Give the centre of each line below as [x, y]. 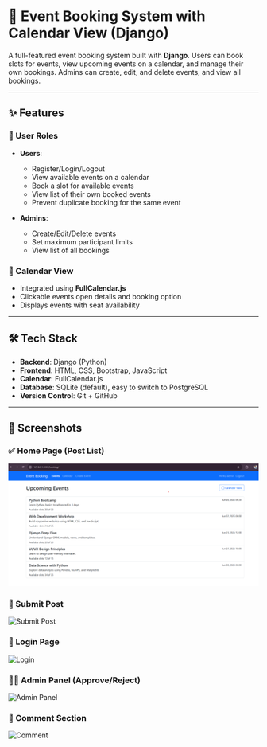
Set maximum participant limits [82, 241]
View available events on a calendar [90, 177]
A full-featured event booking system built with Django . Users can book [126, 55]
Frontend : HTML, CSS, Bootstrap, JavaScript [93, 370]
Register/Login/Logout [68, 168]
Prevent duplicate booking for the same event [106, 202]
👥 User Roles [33, 136]
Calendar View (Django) [89, 33]
